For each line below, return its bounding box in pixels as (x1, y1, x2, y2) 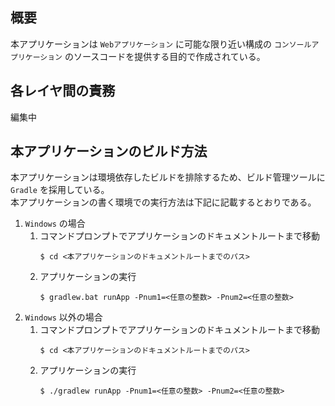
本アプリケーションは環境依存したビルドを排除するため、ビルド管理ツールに (10, 171, 326, 183)
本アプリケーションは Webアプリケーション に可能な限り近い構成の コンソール (10, 38, 312, 50)
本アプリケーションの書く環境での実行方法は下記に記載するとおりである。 (10, 196, 317, 208)
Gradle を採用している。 (10, 184, 110, 196)
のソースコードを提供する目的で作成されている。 (64, 50, 266, 62)
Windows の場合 (24, 218, 86, 230)
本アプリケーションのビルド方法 (10, 143, 208, 160)
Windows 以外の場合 (24, 311, 103, 323)
